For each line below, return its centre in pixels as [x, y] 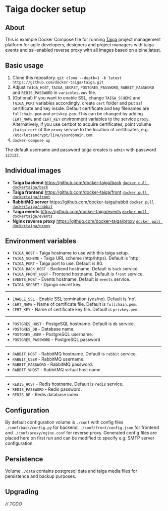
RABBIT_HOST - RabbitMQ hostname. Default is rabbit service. [75, 354]
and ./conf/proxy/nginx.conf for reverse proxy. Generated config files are [81, 433]
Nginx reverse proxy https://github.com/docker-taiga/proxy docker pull [86, 221]
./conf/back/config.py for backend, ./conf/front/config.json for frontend [82, 427]
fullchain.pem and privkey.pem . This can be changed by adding [78, 113]
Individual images [33, 171]
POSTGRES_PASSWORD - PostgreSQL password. [57, 340]
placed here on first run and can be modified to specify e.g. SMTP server [80, 438]
